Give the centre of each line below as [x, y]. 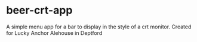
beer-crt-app [39, 10]
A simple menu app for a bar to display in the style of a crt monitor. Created [99, 27]
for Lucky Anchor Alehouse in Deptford [54, 33]
